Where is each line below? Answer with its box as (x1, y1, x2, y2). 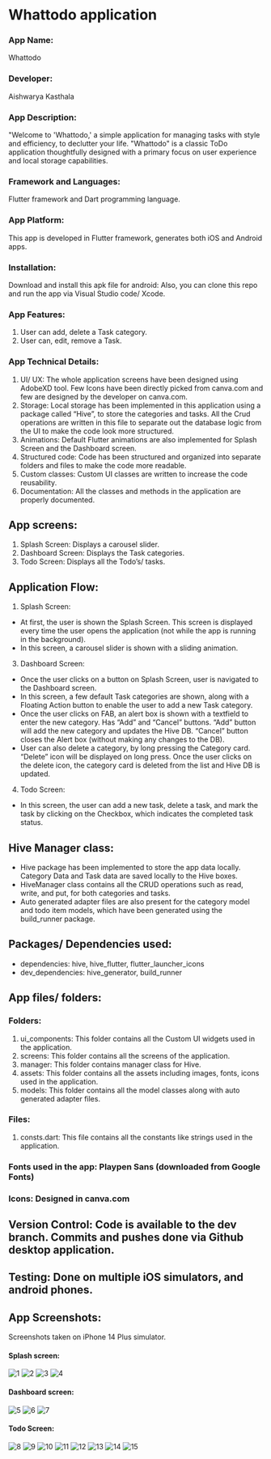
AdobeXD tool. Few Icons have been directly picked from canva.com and (19, 383, 264, 393)
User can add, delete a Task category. (19, 328, 148, 337)
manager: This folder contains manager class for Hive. (19, 1059, 201, 1069)
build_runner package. (19, 914, 95, 924)
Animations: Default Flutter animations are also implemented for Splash (19, 434, 257, 444)
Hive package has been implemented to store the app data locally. (19, 863, 241, 872)
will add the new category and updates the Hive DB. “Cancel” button (19, 726, 248, 736)
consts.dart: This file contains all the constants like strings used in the (19, 1132, 253, 1142)
